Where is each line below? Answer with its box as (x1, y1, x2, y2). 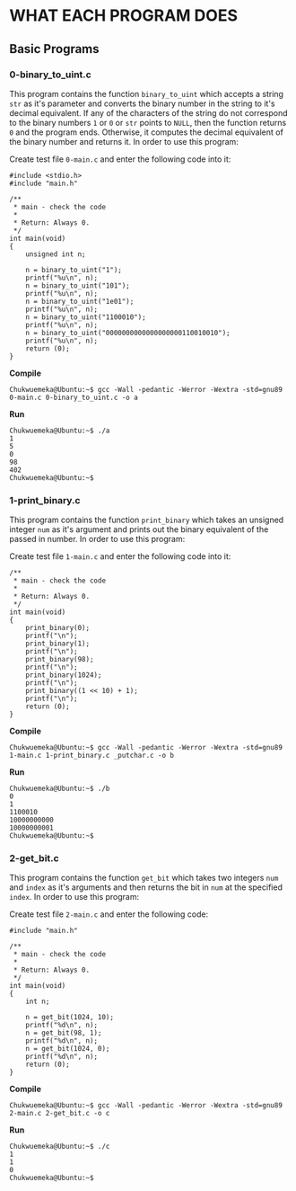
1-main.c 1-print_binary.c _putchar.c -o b (9, 751, 175, 760)
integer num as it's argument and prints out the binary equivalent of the (9, 524, 269, 535)
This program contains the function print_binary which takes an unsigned (9, 514, 284, 526)
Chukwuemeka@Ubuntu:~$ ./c (9, 1142, 110, 1151)
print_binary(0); (25, 624, 91, 633)
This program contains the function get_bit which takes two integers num (9, 873, 279, 884)
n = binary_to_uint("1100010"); (25, 312, 146, 322)
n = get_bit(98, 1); (25, 1028, 102, 1038)
